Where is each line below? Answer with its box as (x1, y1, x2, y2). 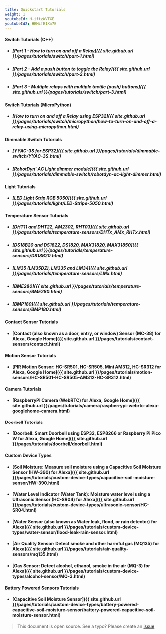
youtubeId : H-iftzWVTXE (5, 16, 55, 21)
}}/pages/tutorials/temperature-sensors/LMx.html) (12, 270, 122, 277)
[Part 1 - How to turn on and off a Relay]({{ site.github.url (12, 48, 134, 54)
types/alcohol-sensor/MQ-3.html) (12, 573, 86, 579)
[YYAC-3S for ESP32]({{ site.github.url (12, 148, 96, 154)
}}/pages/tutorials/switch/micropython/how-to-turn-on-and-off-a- (12, 118, 157, 125)
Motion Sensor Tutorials (5, 352, 56, 358)
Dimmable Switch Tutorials (5, 136, 62, 142)
